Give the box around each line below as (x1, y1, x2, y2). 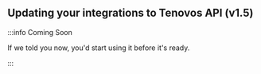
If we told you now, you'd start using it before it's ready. (7, 43, 190, 53)
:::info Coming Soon (7, 27, 72, 37)
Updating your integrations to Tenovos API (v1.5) (7, 6, 254, 20)
